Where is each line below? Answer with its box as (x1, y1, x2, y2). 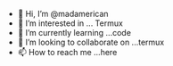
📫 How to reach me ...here (17, 47, 118, 57)
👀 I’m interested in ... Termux (17, 18, 123, 29)
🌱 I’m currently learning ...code (17, 28, 132, 37)
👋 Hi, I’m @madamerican (17, 9, 109, 19)
